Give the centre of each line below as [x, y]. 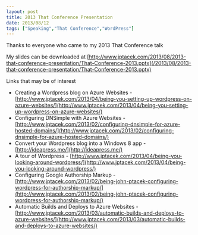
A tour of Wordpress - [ [43, 156]
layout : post [22, 12]
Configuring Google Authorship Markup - [65, 175]
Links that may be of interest [41, 81]
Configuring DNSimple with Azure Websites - [70, 118]
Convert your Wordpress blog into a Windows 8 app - [80, 143]
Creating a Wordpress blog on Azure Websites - [73, 92]
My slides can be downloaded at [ [48, 57]
